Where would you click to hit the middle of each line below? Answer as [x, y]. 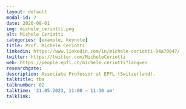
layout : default [27, 12]
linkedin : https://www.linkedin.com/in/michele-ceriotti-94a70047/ [93, 51]
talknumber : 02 [25, 85]
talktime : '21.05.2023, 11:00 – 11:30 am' [61, 91]
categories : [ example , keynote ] [47, 40]
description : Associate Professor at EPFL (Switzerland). [81, 74]
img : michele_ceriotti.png [40, 29]
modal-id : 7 [21, 18]
